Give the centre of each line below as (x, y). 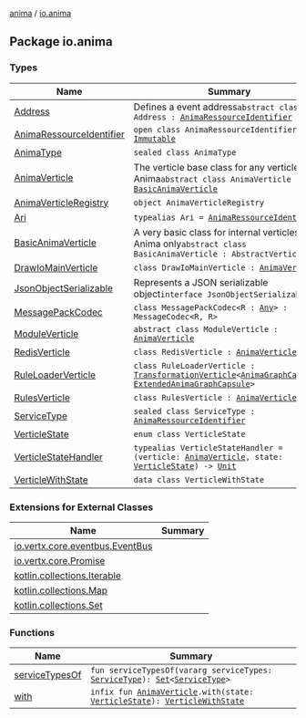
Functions (32, 632)
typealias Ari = (168, 217)
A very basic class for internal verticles (217, 232)
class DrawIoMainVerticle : (194, 267)
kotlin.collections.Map (61, 590)
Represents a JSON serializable (201, 282)
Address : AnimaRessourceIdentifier (213, 117)
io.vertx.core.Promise (60, 560)
